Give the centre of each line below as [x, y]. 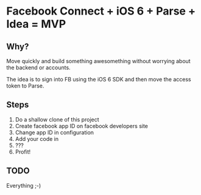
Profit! [23, 152]
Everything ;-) [24, 185]
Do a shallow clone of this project [57, 119]
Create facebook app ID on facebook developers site [81, 126]
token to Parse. [25, 86]
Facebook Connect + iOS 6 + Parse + [101, 11]
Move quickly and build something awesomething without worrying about [98, 61]
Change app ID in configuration [55, 132]
